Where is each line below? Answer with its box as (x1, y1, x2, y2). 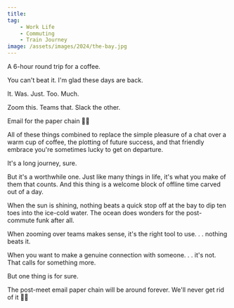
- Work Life (20, 23, 55, 30)
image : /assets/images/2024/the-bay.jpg (7, 43, 128, 50)
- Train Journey (20, 37, 68, 44)
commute (7, 216, 35, 224)
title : (7, 10, 27, 18)
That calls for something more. (7, 258, 96, 267)
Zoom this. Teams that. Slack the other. (7, 103, 121, 111)
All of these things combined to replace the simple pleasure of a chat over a (7, 131, 227, 139)
